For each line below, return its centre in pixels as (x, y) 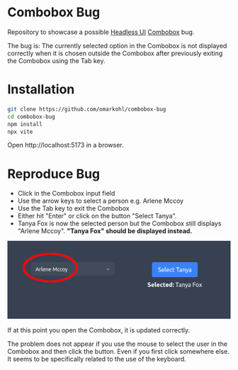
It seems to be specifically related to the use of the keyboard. (97, 359)
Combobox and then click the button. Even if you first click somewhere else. (119, 352)
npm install (25, 124)
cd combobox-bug (31, 117)
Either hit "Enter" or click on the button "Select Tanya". (97, 216)
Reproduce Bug (54, 174)
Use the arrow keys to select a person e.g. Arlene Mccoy (101, 201)
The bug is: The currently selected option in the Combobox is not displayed (117, 45)
